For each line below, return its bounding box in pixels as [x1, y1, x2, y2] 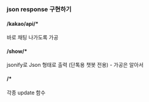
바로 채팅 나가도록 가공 [6, 34, 59, 41]
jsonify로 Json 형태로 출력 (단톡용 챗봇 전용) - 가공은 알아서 [6, 62, 144, 69]
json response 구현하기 [6, 5, 72, 13]
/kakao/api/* [6, 20, 39, 27]
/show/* [6, 47, 28, 55]
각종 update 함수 [6, 89, 46, 96]
